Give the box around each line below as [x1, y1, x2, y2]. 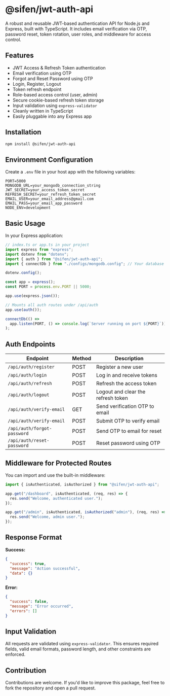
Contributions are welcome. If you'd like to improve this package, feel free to [5, 680, 165, 686]
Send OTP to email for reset [96, 428, 162, 435]
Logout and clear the [96, 388, 146, 395]
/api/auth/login [8, 372, 47, 378]
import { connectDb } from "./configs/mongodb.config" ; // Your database [5, 261, 164, 266]
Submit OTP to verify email [96, 417, 160, 425]
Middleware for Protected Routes [5, 459, 112, 467]
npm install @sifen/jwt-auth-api [5, 141, 76, 147]
